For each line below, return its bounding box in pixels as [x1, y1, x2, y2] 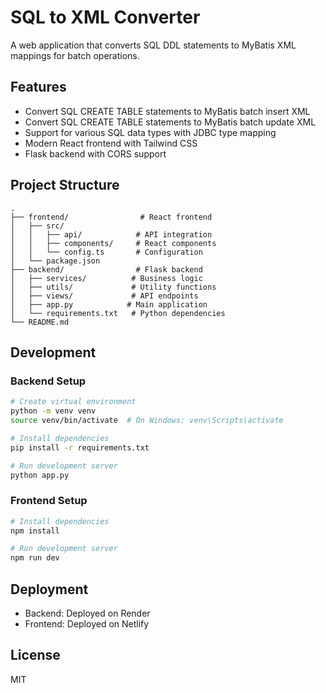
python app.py [10, 470, 70, 480]
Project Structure [10, 177, 120, 194]
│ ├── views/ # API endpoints [10, 291, 199, 301]
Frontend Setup [10, 494, 88, 508]
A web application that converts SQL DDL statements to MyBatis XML [10, 39, 297, 51]
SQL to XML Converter [10, 6, 201, 29]
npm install [10, 526, 60, 536]
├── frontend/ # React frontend [10, 212, 213, 222]
